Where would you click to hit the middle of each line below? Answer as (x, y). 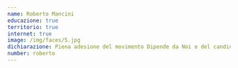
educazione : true (33, 21)
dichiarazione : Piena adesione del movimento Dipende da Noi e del (109, 47)
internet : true (30, 34)
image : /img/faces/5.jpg (44, 40)
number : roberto (31, 54)
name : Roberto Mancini (41, 14)
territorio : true (33, 27)
